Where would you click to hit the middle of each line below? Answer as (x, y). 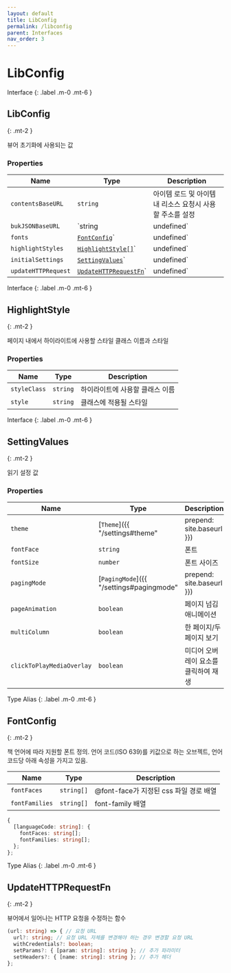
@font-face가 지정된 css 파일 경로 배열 (156, 791)
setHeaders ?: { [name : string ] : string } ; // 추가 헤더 (92, 957)
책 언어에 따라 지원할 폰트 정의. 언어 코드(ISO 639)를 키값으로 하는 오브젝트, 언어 (115, 752)
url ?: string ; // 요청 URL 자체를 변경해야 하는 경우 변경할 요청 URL (103, 938)
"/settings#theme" (128, 533)
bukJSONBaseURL (35, 226)
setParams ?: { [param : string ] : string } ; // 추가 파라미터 (97, 950)
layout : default (30, 13)
